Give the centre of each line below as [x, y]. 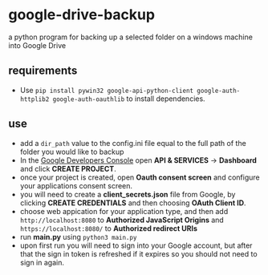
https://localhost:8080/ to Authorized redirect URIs [109, 228]
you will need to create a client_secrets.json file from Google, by [128, 194]
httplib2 [35, 99]
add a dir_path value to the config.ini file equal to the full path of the [133, 143]
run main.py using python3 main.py [78, 237]
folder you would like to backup [72, 152]
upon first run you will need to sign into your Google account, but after [136, 245]
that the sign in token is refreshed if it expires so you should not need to [139, 253]
